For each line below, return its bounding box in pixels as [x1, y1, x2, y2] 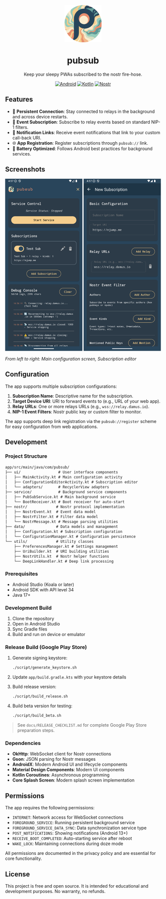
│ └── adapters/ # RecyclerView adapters [5, 484, 110, 489]
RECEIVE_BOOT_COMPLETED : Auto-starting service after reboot [12, 836, 132, 842]
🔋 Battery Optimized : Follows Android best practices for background [12, 146, 153, 152]
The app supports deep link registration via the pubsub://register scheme [5, 418, 157, 424]
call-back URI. [12, 135, 41, 141]
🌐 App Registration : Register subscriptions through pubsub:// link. [12, 140, 148, 146]
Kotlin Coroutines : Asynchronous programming [12, 772, 110, 778]
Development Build [5, 604, 52, 611]
